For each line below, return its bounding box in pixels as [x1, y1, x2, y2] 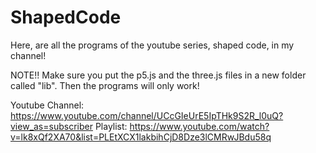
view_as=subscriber [10, 120, 93, 132]
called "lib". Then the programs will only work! [10, 79, 200, 91]
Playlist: [94, 120, 128, 132]
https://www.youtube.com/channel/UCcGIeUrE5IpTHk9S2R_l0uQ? [10, 109, 284, 121]
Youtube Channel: [10, 99, 85, 111]
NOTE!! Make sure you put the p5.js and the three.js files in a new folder [10, 69, 307, 81]
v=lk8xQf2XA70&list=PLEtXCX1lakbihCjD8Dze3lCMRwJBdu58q [10, 131, 272, 143]
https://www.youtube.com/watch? [129, 120, 270, 132]
